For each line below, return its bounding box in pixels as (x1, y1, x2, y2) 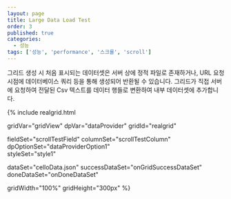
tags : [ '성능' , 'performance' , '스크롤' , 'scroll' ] (7, 49, 152, 56)
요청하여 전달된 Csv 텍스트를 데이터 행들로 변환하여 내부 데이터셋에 (14, 86, 195, 94)
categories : (7, 36, 41, 43)
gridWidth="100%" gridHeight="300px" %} (7, 184, 131, 192)
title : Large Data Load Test (7, 17, 91, 23)
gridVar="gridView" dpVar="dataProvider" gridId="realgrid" (7, 122, 177, 130)
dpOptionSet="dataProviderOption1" (7, 142, 110, 151)
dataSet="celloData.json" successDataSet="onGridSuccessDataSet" (7, 163, 202, 171)
